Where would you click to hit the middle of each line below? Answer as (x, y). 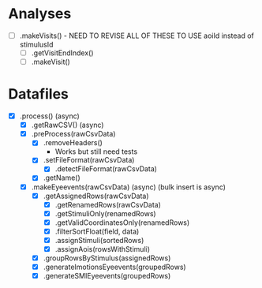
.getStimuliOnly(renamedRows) (105, 213)
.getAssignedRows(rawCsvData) (96, 196)
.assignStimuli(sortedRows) (99, 240)
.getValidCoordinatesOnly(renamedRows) (122, 223)
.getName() (62, 178)
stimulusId (36, 45)
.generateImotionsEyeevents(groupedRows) (115, 267)
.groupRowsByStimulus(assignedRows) (107, 258)
